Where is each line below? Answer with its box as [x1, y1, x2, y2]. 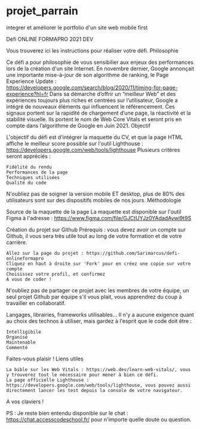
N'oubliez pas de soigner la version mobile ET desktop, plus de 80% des [6, 190, 185, 197]
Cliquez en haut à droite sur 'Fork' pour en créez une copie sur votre [6, 261, 191, 267]
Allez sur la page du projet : [6, 250, 84, 256]
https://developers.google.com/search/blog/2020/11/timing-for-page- [6, 84, 178, 91]
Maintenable [6, 339, 36, 345]
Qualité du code [6, 180, 47, 186]
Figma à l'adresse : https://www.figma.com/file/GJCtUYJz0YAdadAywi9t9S [6, 214, 192, 221]
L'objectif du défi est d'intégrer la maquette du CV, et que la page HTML [6, 133, 183, 141]
